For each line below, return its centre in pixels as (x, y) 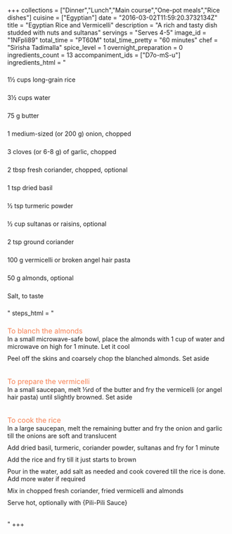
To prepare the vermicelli (49, 381)
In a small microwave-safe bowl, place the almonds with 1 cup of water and (116, 339)
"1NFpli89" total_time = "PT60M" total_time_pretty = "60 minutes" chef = (113, 40)
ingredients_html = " (37, 62)
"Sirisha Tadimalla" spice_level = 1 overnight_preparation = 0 (95, 47)
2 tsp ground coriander (41, 242)
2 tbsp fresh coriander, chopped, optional (67, 170)
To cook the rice (34, 420)
